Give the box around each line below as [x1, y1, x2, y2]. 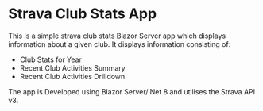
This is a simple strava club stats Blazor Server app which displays [8, 31, 226, 40]
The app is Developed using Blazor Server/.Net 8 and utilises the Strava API [8, 86, 256, 96]
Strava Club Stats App [8, 5, 157, 23]
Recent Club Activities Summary [19, 63, 126, 72]
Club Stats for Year [19, 55, 82, 64]
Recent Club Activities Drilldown [19, 71, 126, 81]
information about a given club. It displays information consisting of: [8, 39, 231, 48]
